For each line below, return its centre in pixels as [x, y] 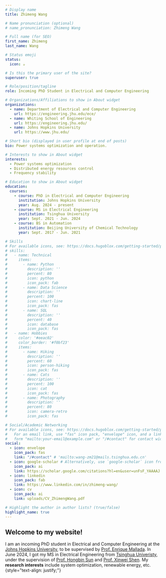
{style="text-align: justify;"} [33, 570]
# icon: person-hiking [37, 366]
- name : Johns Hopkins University [45, 128]
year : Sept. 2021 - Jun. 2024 [49, 219]
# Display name [21, 10]
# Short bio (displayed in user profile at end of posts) [66, 141]
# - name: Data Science [36, 287]
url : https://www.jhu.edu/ [42, 132]
